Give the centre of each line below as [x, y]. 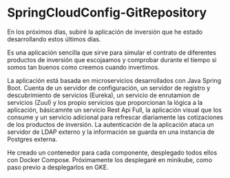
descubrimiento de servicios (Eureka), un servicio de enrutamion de [104, 95]
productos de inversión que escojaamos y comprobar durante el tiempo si [112, 59]
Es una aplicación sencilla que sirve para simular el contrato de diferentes [112, 52]
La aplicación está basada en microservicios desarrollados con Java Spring [114, 80]
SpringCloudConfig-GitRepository [107, 13]
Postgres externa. [32, 139]
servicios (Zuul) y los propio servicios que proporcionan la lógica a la [105, 102]
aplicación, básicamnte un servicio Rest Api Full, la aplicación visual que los [115, 110]
